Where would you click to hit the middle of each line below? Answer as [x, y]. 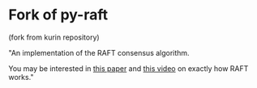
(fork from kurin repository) [54, 37]
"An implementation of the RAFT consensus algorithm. [99, 52]
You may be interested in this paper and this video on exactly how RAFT [128, 68]
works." [21, 77]
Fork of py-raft [58, 15]
